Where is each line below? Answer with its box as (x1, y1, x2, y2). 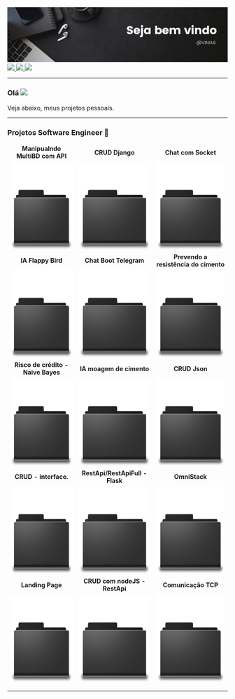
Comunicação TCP (162, 580, 219, 589)
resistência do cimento (156, 260, 225, 268)
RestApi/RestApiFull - (81, 468, 148, 477)
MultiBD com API (16, 152, 67, 160)
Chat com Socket (164, 148, 217, 157)
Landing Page (20, 580, 62, 589)
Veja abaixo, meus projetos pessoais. (7, 104, 115, 113)
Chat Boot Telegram (85, 257, 145, 265)
